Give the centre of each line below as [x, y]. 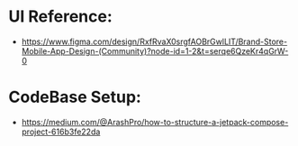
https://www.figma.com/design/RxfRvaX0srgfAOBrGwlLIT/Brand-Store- [154, 41]
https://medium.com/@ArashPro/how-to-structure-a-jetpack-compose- [155, 122]
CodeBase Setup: [75, 97]
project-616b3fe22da [61, 132]
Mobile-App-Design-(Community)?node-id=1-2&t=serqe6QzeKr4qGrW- [155, 50]
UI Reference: [61, 17]
